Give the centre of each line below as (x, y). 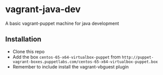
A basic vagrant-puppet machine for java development (62, 23)
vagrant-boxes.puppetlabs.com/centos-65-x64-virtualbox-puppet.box (85, 62)
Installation (23, 39)
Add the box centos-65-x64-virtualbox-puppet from (67, 57)
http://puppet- (138, 57)
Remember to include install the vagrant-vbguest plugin (71, 66)
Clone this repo (28, 51)
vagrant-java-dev (43, 9)
